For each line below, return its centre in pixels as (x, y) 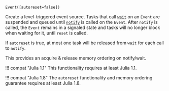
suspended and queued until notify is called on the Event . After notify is (82, 22)
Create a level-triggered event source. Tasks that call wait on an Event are (83, 17)
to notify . (15, 48)
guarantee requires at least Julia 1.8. (43, 83)
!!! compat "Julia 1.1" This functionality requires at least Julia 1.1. (71, 68)
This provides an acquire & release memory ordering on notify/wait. (76, 58)
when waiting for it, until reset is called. (46, 33)
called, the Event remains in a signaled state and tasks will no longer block (83, 27)
